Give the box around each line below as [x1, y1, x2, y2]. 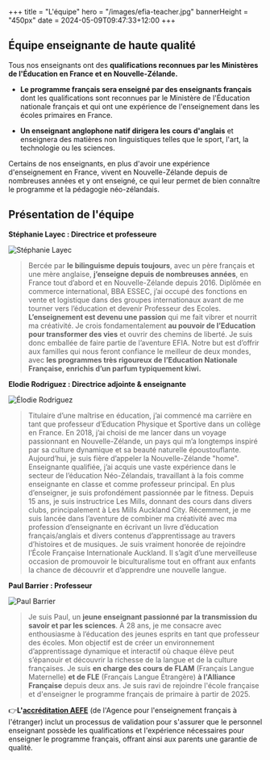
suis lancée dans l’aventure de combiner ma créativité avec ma [27, 513, 238, 523]
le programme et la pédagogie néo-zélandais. [8, 184, 160, 194]
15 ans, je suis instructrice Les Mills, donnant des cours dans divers [27, 496, 252, 506]
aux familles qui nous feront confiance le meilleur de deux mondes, [27, 346, 251, 356]
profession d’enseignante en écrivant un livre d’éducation [27, 522, 219, 531]
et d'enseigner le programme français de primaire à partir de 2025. [27, 689, 251, 699]
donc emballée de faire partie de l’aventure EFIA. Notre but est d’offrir [27, 338, 260, 347]
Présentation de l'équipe [8, 208, 135, 221]
